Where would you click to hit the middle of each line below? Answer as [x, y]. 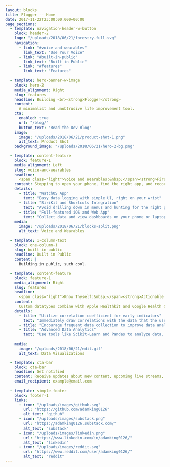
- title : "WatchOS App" [44, 193]
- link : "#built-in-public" [48, 57]
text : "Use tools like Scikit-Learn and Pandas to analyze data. [94, 334]
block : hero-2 [29, 85]
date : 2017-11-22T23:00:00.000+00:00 [45, 19]
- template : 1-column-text [38, 240]
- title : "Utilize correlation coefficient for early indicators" [90, 316]
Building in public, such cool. [53, 264]
